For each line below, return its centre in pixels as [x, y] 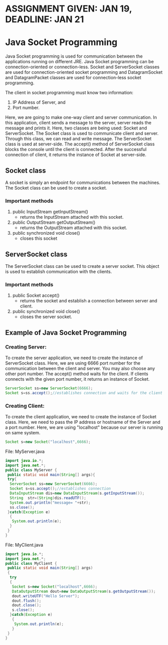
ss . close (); [22, 507]
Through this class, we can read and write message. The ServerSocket [78, 139]
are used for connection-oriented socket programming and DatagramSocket [84, 72]
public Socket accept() [36, 295]
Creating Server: [26, 347]
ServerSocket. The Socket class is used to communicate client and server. [82, 133]
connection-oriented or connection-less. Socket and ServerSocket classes [82, 67]
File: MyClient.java [24, 545]
